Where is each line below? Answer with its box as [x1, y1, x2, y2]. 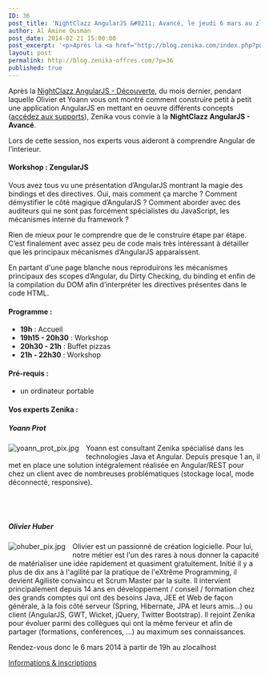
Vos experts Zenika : [8, 405, 78, 414]
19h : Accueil [19, 324, 63, 334]
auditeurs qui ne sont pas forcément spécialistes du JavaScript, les [8, 205, 230, 215]
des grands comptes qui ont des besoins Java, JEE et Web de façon [8, 592, 234, 602]
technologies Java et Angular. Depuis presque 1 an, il [86, 451, 260, 462]
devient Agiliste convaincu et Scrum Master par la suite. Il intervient [8, 575, 231, 585]
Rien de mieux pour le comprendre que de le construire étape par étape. [8, 230, 247, 239]
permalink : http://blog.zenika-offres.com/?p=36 [8, 57, 174, 65]
